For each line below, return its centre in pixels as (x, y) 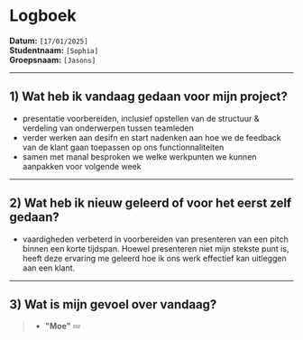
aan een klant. (49, 268)
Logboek (43, 16)
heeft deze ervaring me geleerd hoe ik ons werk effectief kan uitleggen (154, 258)
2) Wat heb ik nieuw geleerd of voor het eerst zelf (151, 203)
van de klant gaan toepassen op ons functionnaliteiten (123, 147)
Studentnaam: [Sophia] (54, 50)
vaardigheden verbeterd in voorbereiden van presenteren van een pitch (155, 239)
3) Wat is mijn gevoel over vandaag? (113, 304)
